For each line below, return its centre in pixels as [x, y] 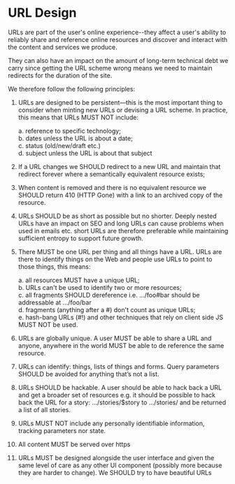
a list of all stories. [44, 409]
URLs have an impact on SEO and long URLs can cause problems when [121, 223]
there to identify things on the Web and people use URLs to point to [115, 259]
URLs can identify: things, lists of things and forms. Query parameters [119, 366]
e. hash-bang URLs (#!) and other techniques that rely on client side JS [120, 317]
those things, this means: [54, 266]
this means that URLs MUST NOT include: [78, 117]
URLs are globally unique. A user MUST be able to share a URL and [115, 338]
